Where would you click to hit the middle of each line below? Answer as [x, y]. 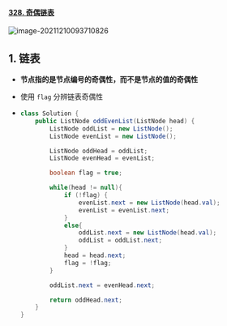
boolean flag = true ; [86, 173]
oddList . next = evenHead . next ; [103, 285]
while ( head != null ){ [86, 188]
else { [73, 225]
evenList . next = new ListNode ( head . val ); [149, 203]
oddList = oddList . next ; [120, 240]
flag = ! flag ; [88, 263]
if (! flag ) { [86, 195]
